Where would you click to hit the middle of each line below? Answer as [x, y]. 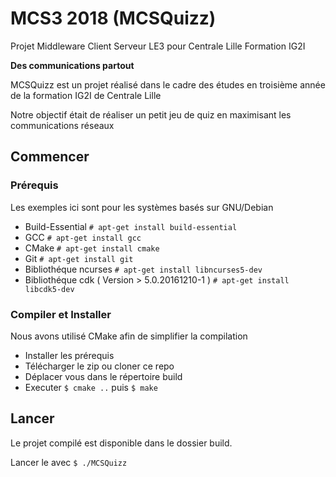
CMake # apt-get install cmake [92, 248]
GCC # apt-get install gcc [83, 237]
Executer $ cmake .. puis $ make [91, 387]
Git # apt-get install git [79, 258]
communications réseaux [62, 125]
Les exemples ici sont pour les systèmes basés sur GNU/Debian [142, 207]
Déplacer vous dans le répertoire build [103, 376]
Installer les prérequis [69, 355]
